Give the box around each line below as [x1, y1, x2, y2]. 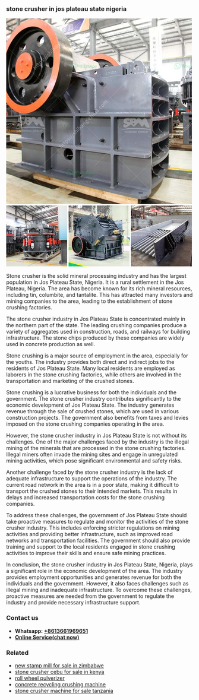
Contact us [6, 614, 39, 622]
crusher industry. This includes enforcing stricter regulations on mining [6, 524, 180, 531]
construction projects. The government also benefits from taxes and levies [6, 414, 189, 422]
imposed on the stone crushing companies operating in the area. [6, 420, 165, 427]
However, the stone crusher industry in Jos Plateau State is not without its [6, 432, 187, 439]
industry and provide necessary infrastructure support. [6, 599, 141, 606]
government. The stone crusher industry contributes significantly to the [6, 395, 181, 403]
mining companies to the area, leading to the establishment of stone [6, 297, 173, 305]
